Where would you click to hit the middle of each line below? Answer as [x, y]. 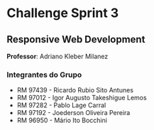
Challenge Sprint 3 [63, 13]
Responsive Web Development [76, 39]
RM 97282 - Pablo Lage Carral [61, 105]
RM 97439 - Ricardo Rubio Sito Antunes [75, 90]
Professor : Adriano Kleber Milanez [57, 56]
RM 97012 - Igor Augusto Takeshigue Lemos [82, 98]
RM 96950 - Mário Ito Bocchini [62, 120]
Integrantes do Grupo [44, 75]
